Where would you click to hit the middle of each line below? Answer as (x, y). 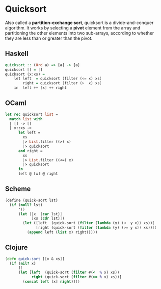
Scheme (18, 189)
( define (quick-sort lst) (31, 200)
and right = (30, 151)
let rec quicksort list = (31, 114)
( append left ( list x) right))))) (62, 232)
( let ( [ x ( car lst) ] (40, 214)
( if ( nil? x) (23, 263)
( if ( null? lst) (26, 205)
